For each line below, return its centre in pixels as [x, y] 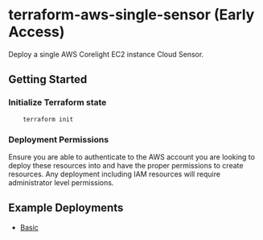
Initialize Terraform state [58, 102]
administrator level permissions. [61, 182]
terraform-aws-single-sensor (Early [131, 15]
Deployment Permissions [59, 139]
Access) [37, 32]
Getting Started [48, 79]
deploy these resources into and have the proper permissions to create [126, 165]
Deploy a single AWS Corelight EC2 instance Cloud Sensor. [106, 54]
